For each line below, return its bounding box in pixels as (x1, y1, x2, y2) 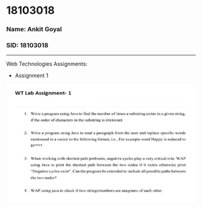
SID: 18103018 (6, 41, 49, 50)
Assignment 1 (14, 72, 49, 79)
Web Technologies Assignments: (6, 61, 88, 68)
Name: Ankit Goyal (6, 25, 62, 34)
